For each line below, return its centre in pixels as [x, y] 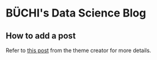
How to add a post [41, 36]
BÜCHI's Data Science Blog [76, 13]
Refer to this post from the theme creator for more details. [78, 50]
